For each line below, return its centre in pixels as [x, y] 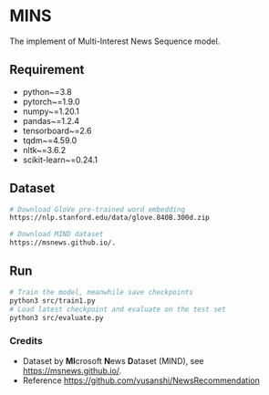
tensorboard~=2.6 [57, 130]
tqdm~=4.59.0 [50, 140]
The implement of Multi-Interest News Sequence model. [115, 41]
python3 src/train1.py [52, 301]
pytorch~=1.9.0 [51, 101]
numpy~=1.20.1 [51, 111]
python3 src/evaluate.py [57, 317]
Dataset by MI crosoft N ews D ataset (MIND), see [113, 360]
